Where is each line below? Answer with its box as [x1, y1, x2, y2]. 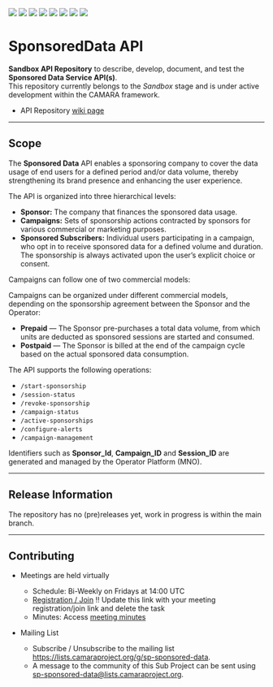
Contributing [8, 549, 75, 563]
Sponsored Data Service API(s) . [8, 72, 118, 82]
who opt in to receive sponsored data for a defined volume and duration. [19, 241, 263, 251]
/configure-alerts [19, 425, 83, 434]
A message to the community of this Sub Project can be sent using [32, 661, 256, 671]
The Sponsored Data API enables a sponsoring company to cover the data [8, 158, 258, 168]
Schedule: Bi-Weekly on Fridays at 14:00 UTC [32, 586, 185, 596]
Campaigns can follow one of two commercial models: [8, 274, 191, 284]
